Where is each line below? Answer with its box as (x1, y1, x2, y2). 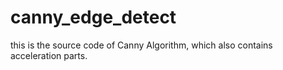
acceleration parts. (10, 49, 88, 61)
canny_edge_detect (10, 6, 177, 29)
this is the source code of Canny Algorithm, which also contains (10, 39, 273, 51)
